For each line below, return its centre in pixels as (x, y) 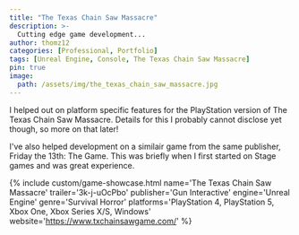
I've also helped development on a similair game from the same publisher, (145, 146)
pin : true (28, 68)
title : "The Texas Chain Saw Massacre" (84, 17)
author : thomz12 (39, 43)
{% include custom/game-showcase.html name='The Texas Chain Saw (141, 183)
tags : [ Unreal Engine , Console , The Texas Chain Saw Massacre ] (130, 59)
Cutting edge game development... (81, 34)
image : (21, 76)
